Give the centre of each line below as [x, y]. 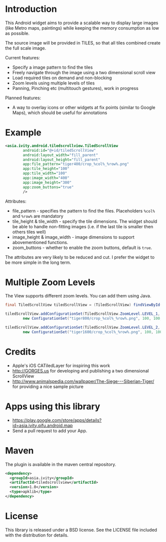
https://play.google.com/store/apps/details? [57, 420]
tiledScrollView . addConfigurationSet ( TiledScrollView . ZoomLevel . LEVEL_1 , [83, 314]
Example [23, 133]
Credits [21, 352]
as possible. [17, 33]
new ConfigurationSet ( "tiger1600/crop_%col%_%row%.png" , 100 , [88, 332]
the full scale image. [26, 48]
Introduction [31, 9]
